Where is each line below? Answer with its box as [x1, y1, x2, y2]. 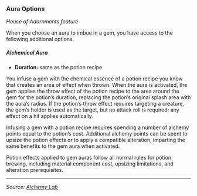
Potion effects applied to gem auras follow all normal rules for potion [6, 154, 172, 161]
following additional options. [6, 36, 74, 43]
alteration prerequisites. [6, 167, 63, 174]
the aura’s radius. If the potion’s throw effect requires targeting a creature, [6, 100, 185, 107]
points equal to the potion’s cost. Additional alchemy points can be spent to [6, 130, 188, 137]
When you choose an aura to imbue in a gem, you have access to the [6, 29, 173, 36]
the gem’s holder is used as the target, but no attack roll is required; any [6, 106, 180, 113]
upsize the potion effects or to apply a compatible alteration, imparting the [6, 137, 186, 144]
